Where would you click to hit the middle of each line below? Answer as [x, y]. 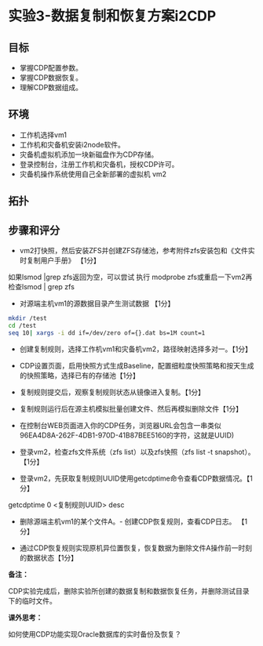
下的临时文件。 [32, 601]
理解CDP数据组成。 [51, 87]
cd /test [22, 325]
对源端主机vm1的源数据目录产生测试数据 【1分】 [97, 303]
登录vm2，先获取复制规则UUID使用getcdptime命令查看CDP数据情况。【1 [136, 478]
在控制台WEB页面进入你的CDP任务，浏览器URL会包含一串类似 [120, 425]
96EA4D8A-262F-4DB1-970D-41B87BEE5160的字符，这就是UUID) [127, 435]
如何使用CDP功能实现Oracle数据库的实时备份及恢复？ [95, 634]
